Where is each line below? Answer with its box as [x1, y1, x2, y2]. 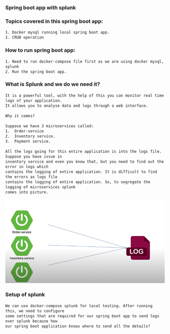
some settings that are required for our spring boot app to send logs [5, 313, 159, 319]
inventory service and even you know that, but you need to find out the [5, 159, 164, 164]
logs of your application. [5, 98, 62, 103]
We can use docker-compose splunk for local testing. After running [5, 303, 153, 309]
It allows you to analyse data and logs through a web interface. [5, 103, 148, 108]
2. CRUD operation [5, 35, 44, 40]
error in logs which [5, 164, 49, 169]
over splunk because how [5, 318, 58, 324]
